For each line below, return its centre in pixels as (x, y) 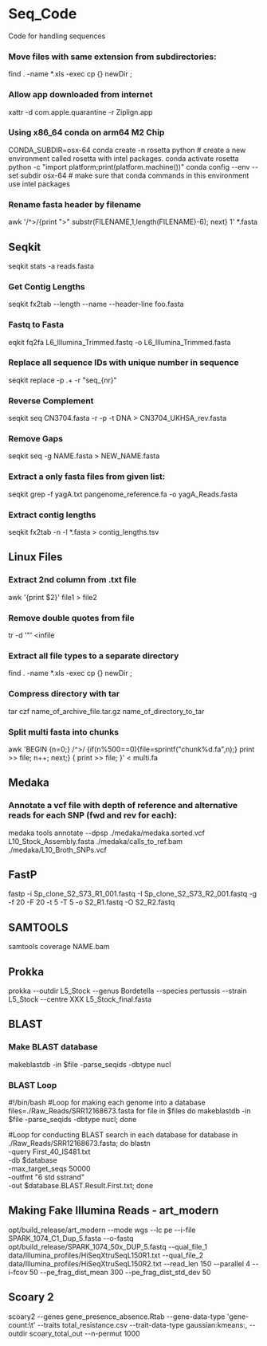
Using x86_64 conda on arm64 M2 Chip (86, 132)
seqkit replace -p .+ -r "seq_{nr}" (63, 380)
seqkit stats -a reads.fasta (51, 266)
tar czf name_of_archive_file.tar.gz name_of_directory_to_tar (106, 711)
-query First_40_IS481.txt (49, 1152)
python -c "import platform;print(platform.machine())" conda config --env (129, 167)
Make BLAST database (53, 1047)
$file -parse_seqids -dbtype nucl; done (73, 1119)
